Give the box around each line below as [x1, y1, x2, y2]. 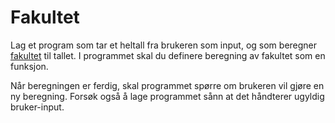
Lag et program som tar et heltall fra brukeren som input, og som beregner [10, 39, 318, 51]
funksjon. [10, 60, 49, 72]
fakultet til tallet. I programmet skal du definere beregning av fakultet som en [10, 49, 326, 61]
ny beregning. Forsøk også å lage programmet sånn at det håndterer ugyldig [10, 90, 325, 102]
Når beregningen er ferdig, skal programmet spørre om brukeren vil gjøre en [10, 79, 325, 91]
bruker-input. [10, 101, 65, 113]
